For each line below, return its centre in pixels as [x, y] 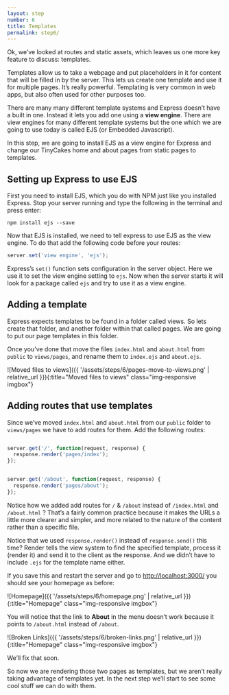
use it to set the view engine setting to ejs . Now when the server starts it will [115, 276]
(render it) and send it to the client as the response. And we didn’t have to [111, 555]
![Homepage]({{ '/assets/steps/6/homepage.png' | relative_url [95, 596]
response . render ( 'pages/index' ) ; [61, 455]
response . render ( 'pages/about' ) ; [61, 486]
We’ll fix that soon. [33, 658]
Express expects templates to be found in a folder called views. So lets [107, 321]
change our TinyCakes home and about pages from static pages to [102, 150]
